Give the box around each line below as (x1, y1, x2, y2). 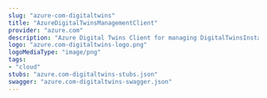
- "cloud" (8, 63, 41, 71)
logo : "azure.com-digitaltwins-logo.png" (8, 41, 148, 49)
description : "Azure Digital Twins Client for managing (8, 33, 197, 42)
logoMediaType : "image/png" (8, 48, 102, 56)
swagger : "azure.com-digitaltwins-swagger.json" (8, 77, 172, 85)
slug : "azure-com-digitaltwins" (8, 11, 115, 20)
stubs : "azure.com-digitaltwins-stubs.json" (8, 70, 158, 78)
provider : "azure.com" (8, 26, 83, 34)
